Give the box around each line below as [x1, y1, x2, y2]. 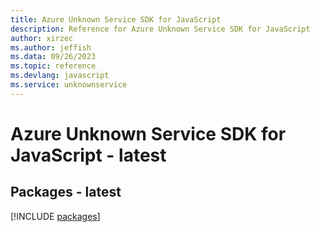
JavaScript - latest [10, 144, 167, 166]
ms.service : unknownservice [10, 80, 128, 90]
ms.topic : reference [10, 61, 97, 71]
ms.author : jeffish [10, 42, 92, 53]
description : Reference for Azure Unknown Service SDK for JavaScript [10, 24, 311, 34]
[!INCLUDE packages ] [10, 210, 101, 222]
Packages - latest [10, 184, 122, 201]
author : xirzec [10, 33, 74, 43]
